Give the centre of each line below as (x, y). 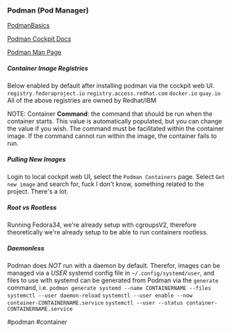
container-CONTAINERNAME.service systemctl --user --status (95, 303)
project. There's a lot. (38, 191)
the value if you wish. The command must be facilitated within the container (116, 129)
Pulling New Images (36, 159)
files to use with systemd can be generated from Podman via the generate (113, 280)
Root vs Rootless (32, 207)
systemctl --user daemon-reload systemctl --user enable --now (100, 296)
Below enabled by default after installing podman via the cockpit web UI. (111, 86)
